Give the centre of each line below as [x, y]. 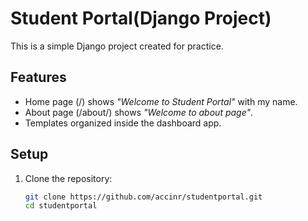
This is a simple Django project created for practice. [117, 46]
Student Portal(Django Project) [141, 18]
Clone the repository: [68, 178]
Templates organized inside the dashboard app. [123, 123]
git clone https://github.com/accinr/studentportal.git [143, 197]
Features [38, 77]
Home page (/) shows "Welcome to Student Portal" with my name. [161, 101]
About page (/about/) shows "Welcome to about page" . [139, 112]
